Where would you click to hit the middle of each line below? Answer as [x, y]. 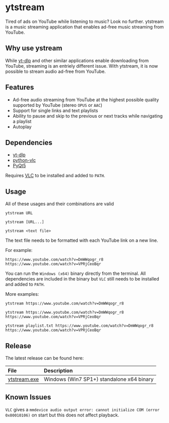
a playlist [22, 121]
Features [20, 87]
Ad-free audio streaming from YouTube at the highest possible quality [86, 100]
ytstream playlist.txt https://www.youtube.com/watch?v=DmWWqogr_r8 [79, 326]
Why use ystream [34, 48]
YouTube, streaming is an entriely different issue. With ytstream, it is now [82, 66]
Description [58, 371]
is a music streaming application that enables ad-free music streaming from [84, 26]
